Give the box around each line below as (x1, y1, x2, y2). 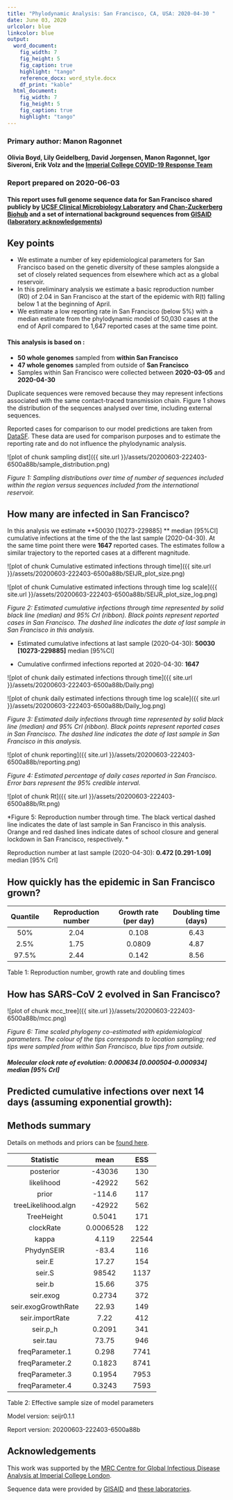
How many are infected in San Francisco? (7, 508, 190, 520)
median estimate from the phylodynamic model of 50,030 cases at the (17, 315, 218, 323)
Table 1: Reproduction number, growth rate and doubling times (7, 968, 185, 976)
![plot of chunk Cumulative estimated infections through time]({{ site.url (7, 562, 212, 571)
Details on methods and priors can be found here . (7, 1138, 149, 1146)
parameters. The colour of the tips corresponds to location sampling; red (7, 1035, 216, 1044)
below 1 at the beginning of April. (17, 300, 112, 309)
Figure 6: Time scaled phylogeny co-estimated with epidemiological (7, 1028, 202, 1036)
